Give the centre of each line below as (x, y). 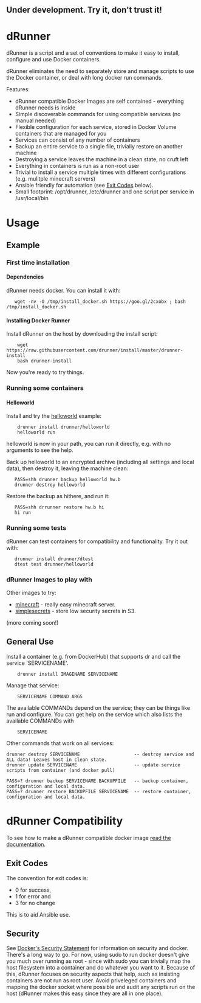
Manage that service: (33, 685)
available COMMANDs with (40, 721)
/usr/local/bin (32, 198)
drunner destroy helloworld (50, 485)
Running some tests (36, 528)
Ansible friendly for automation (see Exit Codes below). (84, 186)
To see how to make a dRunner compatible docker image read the (89, 838)
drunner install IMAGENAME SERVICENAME (68, 674)
